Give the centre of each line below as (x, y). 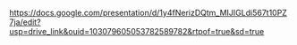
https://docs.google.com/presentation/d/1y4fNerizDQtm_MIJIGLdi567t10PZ (148, 13)
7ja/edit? (25, 22)
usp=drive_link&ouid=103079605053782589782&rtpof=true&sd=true (137, 31)
